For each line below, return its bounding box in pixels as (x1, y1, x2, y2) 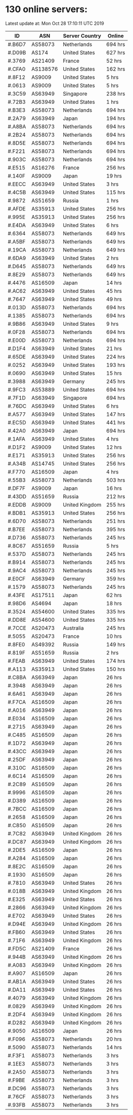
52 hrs (106, 57, 122, 64)
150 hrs (106, 665, 125, 672)
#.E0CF (8, 575, 26, 582)
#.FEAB (8, 657, 25, 664)
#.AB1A (8, 978, 26, 985)
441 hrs (106, 419, 125, 426)
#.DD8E (8, 616, 26, 623)
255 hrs (106, 501, 125, 508)
